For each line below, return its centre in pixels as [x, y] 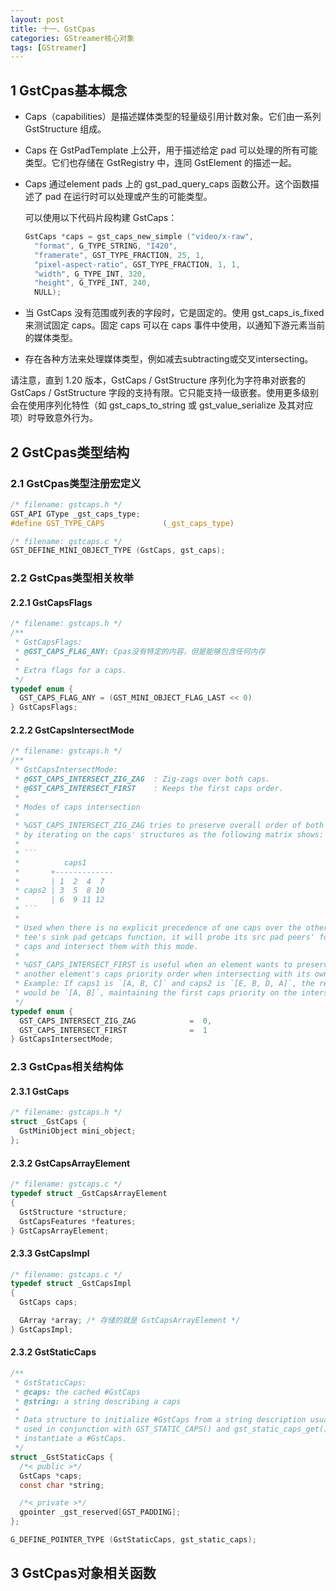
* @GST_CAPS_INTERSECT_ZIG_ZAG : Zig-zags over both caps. [142, 779]
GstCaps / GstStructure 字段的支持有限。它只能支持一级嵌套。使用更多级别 [164, 393]
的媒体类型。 [51, 338]
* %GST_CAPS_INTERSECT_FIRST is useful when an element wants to [153, 965]
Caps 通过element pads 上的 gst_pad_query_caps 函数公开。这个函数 [167, 184]
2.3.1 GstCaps [40, 1091]
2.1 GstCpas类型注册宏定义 [76, 483]
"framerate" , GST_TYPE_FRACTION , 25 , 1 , [119, 255]
